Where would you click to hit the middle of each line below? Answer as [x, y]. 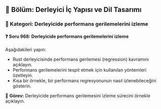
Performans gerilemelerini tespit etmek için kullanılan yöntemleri [79, 70]
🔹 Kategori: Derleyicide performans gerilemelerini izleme [77, 24]
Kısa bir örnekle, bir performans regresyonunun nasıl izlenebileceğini [84, 80]
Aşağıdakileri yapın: [26, 49]
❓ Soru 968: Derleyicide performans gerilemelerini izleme [67, 36]
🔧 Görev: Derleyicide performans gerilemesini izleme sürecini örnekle [78, 95]
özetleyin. [23, 75]
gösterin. [22, 86]
